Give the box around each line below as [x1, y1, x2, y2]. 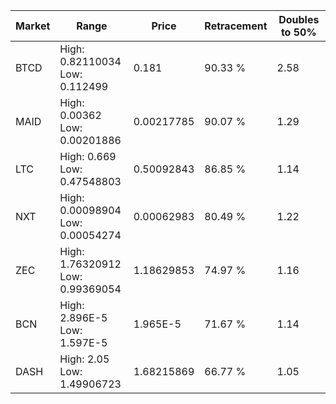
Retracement [204, 19, 268, 33]
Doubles [278, 13, 320, 26]
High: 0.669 [59, 150, 117, 163]
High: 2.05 [59, 352, 110, 366]
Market [15, 19, 51, 33]
